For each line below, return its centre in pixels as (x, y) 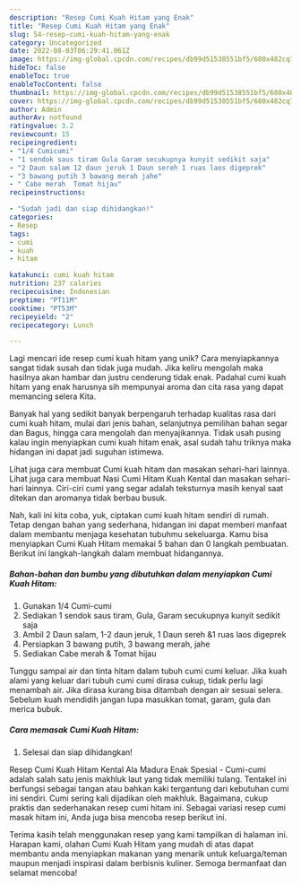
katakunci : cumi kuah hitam (62, 275)
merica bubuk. (36, 709)
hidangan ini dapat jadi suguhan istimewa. (86, 452)
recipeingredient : (43, 143)
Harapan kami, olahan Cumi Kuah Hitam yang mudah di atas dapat (132, 845)
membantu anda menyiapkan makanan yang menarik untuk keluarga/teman (148, 854)
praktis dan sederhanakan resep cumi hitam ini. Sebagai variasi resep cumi (148, 808)
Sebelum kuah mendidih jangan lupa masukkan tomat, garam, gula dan (140, 699)
